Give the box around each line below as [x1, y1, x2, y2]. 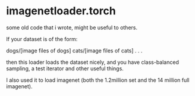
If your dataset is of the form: [6, 35, 78, 42]
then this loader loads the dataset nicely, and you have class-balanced [6, 58, 180, 66]
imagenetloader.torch [6, 4, 116, 18]
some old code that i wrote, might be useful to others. [6, 24, 138, 31]
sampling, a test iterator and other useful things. [6, 64, 124, 72]
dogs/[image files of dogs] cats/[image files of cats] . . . [6, 47, 143, 54]
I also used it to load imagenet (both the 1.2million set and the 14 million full [6, 76, 190, 83]
